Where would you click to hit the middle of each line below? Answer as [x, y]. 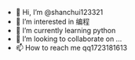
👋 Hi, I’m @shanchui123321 [59, 12]
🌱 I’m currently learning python [66, 30]
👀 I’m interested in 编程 [53, 21]
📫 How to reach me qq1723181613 [71, 48]
